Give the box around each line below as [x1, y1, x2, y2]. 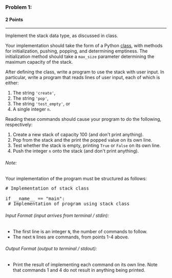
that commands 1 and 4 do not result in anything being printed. [12, 267, 145, 273]
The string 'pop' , [12, 95, 49, 101]
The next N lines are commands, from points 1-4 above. [12, 234, 130, 240]
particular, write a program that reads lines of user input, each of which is [5, 75, 160, 81]
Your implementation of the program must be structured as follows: [5, 176, 147, 182]
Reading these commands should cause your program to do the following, [5, 116, 162, 122]
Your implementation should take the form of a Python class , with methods [5, 43, 163, 49]
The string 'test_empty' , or [12, 101, 71, 107]
